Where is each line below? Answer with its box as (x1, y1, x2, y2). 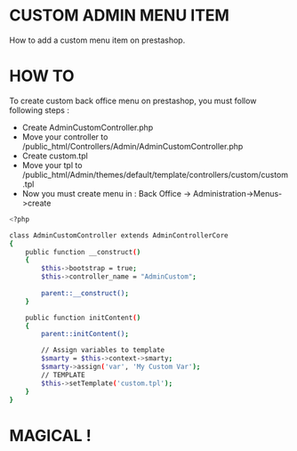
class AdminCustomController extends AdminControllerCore (9, 230, 229, 240)
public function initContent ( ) (25, 313, 141, 322)
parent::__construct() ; (41, 288, 129, 298)
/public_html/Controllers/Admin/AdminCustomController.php (21, 141, 244, 151)
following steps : (9, 104, 69, 116)
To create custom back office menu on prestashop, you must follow (9, 95, 257, 106)
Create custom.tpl (21, 150, 89, 161)
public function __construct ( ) (25, 247, 141, 256)
